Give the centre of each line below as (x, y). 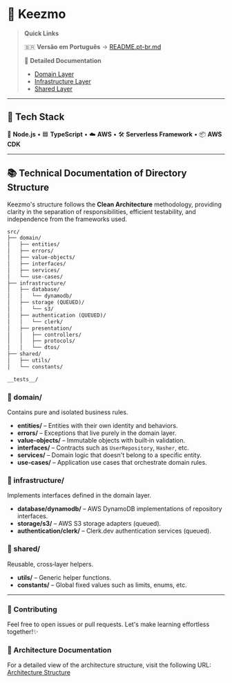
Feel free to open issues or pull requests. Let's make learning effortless (108, 624)
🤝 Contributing (32, 609)
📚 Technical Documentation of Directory (97, 174)
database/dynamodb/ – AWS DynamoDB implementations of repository (119, 509)
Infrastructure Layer (63, 81)
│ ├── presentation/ (40, 328)
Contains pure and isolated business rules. (68, 412)
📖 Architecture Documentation (59, 650)
